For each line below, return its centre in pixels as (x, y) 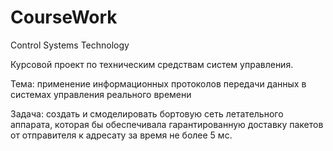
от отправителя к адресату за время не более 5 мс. (121, 135)
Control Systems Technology (70, 45)
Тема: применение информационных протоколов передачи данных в (158, 83)
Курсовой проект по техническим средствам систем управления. (152, 64)
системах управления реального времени (101, 94)
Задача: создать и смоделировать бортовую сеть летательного (147, 113)
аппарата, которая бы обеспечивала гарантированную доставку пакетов (167, 124)
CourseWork (64, 17)
